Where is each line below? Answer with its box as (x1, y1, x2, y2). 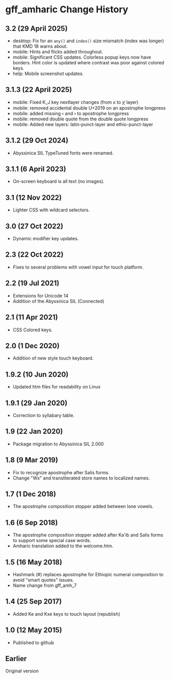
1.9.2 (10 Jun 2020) (5, 370, 69, 379)
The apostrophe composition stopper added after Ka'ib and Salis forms (12, 532, 163, 538)
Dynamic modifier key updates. (12, 236, 79, 242)
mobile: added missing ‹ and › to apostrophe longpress (12, 110, 129, 116)
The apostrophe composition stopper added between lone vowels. (12, 503, 154, 510)
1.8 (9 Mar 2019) (5, 456, 58, 464)
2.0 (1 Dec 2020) (5, 341, 60, 350)
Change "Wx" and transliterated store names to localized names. (12, 475, 150, 481)
